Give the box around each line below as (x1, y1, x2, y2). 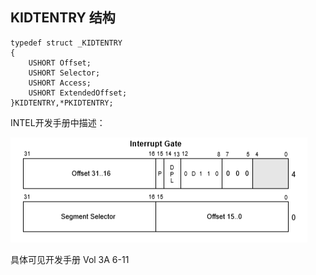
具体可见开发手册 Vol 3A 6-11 (10, 253, 130, 265)
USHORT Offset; (28, 58, 92, 68)
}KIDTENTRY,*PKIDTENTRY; (10, 98, 114, 108)
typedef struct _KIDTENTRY (10, 38, 123, 48)
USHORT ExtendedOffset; (28, 88, 128, 98)
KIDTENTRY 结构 (10, 9, 116, 27)
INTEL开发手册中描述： (10, 116, 106, 128)
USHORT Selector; (28, 68, 101, 78)
